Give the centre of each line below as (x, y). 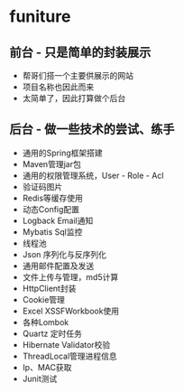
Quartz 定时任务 (52, 333)
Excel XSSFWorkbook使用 (71, 311)
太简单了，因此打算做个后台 (74, 98)
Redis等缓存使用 (53, 198)
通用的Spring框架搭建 (63, 153)
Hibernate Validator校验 (66, 344)
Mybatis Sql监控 (52, 231)
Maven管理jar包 (51, 163)
